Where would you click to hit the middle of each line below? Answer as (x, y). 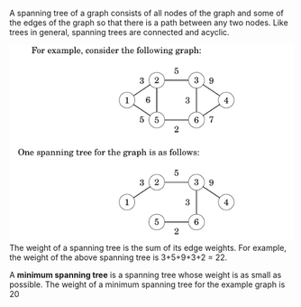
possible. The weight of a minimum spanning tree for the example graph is (147, 284)
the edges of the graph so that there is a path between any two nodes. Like (149, 23)
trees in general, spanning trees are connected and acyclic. (119, 32)
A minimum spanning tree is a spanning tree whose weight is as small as (146, 275)
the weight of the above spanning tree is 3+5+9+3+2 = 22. (119, 257)
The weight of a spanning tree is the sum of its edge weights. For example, (148, 248)
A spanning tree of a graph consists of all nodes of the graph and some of (146, 13)
